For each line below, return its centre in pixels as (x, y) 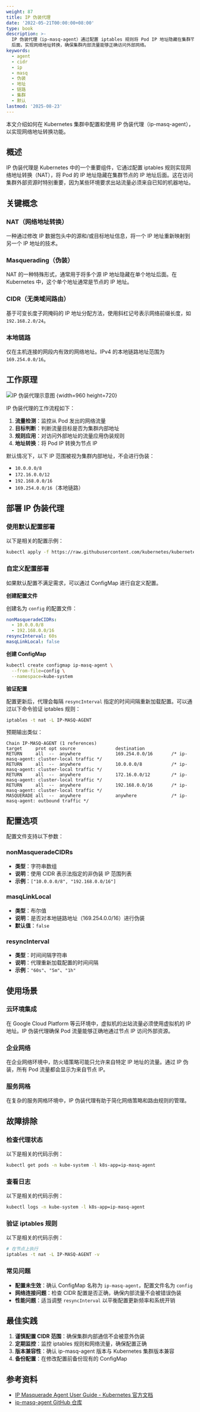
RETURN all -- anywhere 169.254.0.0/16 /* (92, 754)
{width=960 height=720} (87, 395)
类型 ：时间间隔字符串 (41, 955)
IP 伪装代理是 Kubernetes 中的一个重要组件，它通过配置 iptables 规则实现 (96, 167)
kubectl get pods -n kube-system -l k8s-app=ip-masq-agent (81, 1165)
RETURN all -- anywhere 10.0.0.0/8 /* (92, 765)
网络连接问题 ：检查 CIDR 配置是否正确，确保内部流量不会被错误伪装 (98, 1292)
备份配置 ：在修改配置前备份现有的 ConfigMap (71, 1359)
